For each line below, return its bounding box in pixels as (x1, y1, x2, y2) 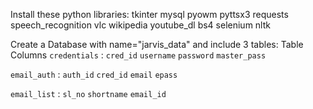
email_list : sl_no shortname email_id (10, 88, 167, 99)
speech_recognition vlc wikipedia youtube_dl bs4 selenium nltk (10, 19, 271, 31)
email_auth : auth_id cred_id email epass (10, 69, 178, 80)
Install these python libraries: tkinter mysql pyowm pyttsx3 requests (10, 9, 289, 20)
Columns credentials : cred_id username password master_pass (10, 49, 267, 61)
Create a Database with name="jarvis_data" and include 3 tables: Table (10, 39, 304, 50)
